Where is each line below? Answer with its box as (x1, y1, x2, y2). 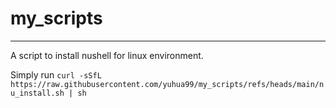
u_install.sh (10, 88, 65, 98)
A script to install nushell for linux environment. (10, 49, 204, 61)
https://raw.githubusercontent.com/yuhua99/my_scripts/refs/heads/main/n (10, 79, 325, 89)
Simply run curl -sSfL (10, 68, 102, 81)
